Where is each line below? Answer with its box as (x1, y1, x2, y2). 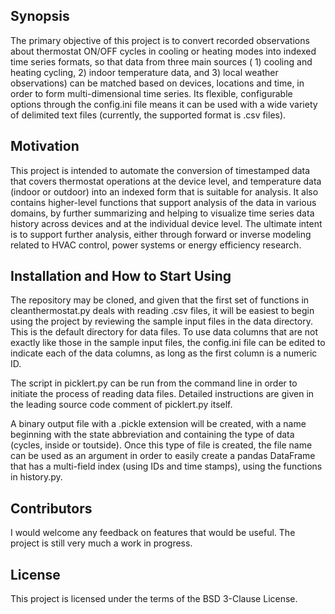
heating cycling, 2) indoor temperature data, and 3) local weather (10, 66, 279, 78)
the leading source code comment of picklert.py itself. (10, 399, 233, 411)
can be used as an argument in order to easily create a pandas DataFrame (10, 450, 316, 462)
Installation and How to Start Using (10, 268, 232, 285)
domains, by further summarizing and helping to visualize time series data (10, 207, 315, 219)
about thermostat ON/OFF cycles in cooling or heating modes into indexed (10, 45, 317, 57)
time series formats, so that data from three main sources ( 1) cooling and (10, 55, 313, 68)
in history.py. (10, 471, 63, 483)
